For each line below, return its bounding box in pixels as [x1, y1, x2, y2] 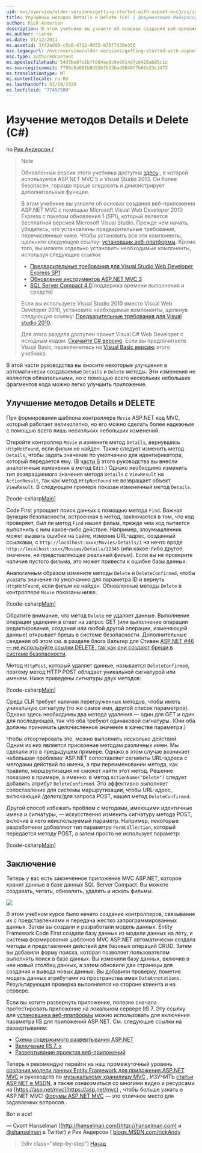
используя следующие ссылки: [20, 251, 102, 258]
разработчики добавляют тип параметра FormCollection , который [6, 823, 176, 831]
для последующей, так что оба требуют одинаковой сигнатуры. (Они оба [6, 717, 195, 724]
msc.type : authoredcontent [6, 54, 74, 60]
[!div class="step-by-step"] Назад [20, 1140, 106, 1148]
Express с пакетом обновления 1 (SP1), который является [20, 212, 168, 220]
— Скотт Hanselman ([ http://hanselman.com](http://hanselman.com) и [6, 1122, 182, 1130]
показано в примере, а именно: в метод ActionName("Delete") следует [6, 773, 187, 781]
